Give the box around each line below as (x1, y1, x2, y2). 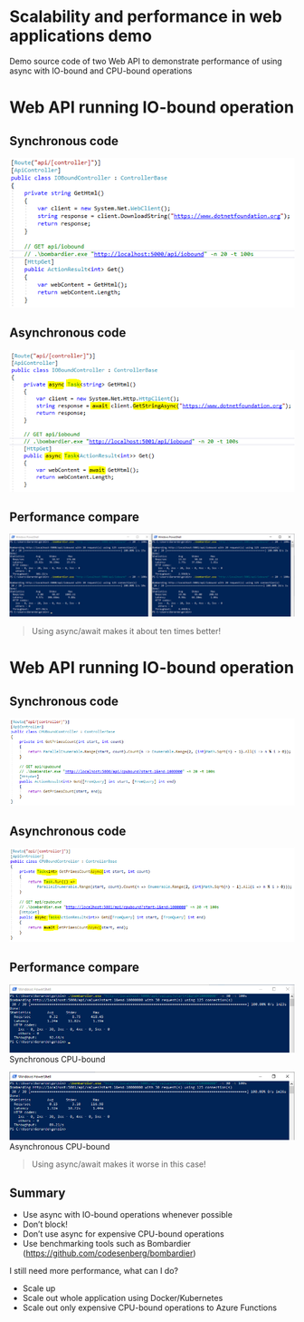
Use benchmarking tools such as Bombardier (22, 1239, 192, 1249)
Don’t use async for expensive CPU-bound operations (22, 1229, 224, 1239)
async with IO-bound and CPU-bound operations (9, 65, 193, 76)
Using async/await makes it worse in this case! (31, 1159, 206, 1170)
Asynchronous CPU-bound (9, 1141, 110, 1152)
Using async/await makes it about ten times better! (31, 626, 222, 637)
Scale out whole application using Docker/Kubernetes (22, 1293, 223, 1304)
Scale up (22, 1283, 56, 1294)
